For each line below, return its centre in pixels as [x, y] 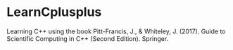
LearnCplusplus [54, 12]
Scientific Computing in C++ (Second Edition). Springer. [88, 38]
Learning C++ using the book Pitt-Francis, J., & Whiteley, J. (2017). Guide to [116, 31]
